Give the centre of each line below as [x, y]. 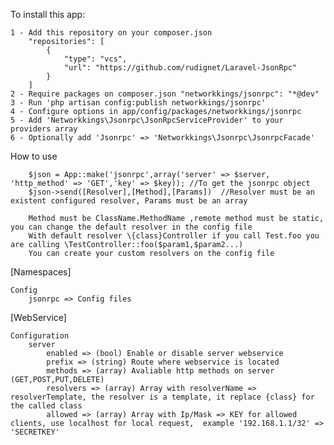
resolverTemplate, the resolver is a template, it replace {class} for [162, 397]
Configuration [40, 336]
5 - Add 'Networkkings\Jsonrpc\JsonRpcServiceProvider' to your [147, 120]
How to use [34, 156]
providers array [44, 129]
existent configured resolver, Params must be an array [129, 201]
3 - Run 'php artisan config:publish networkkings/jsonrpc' [138, 103]
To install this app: [48, 14]
